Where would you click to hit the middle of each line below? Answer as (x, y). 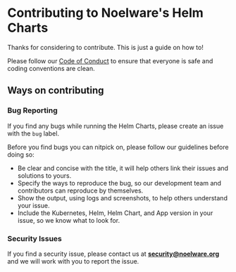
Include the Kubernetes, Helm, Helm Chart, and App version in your (115, 213)
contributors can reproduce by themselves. (80, 190)
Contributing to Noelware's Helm (106, 13)
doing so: (21, 154)
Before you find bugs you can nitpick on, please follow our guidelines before (118, 147)
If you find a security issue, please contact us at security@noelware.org (113, 254)
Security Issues (35, 238)
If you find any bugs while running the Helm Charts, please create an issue (116, 126)
